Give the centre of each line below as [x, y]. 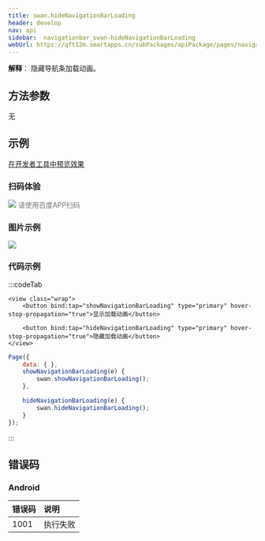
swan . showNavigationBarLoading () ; [93, 379]
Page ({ [19, 357]
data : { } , [40, 364]
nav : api [22, 30]
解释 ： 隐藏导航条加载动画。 [54, 69]
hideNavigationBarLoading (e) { [74, 401]
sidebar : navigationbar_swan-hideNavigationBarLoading [102, 38]
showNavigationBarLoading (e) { [74, 372]
